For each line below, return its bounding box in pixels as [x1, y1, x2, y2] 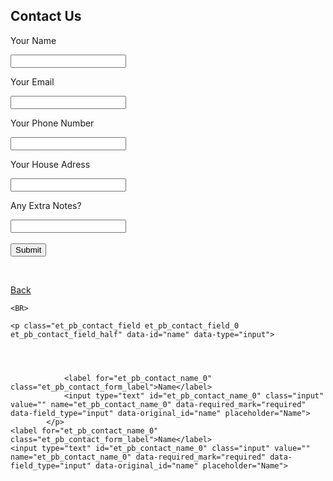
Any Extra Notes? [10, 199, 82, 211]
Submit [15, 244, 42, 255]
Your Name [10, 34, 57, 46]
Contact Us [10, 8, 82, 25]
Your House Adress [10, 158, 91, 170]
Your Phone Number [10, 117, 95, 129]
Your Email [10, 75, 55, 88]
